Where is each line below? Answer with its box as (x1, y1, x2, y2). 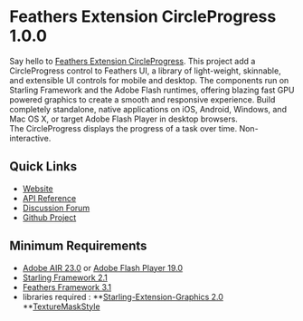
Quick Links (9, 159, 78, 174)
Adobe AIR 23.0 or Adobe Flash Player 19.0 (22, 262, 184, 273)
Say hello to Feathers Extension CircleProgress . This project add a (9, 55, 256, 66)
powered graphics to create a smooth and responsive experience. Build (9, 93, 276, 105)
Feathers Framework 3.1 (22, 281, 112, 292)
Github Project (22, 211, 77, 223)
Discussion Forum (22, 202, 90, 213)
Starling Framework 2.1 (22, 272, 109, 283)
